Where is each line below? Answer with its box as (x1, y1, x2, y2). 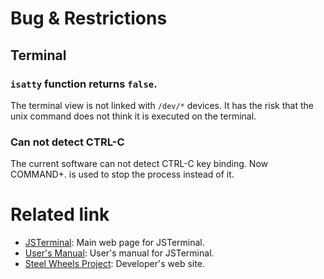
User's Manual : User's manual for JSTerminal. (24, 247, 215, 259)
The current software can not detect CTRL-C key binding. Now (10, 158, 268, 170)
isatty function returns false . (10, 77, 158, 91)
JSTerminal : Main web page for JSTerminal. (24, 237, 205, 249)
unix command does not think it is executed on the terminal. (10, 110, 257, 122)
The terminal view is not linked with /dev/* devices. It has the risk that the (10, 99, 314, 111)
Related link (10, 203, 110, 226)
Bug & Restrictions (10, 7, 168, 30)
